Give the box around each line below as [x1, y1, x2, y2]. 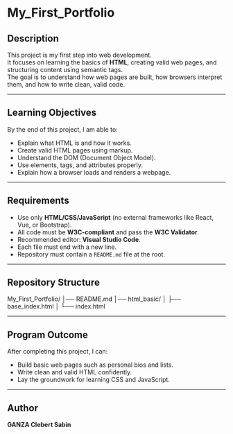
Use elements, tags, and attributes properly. [17, 161, 144, 169]
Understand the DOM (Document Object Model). [17, 153, 156, 162]
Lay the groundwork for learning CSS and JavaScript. [17, 376, 170, 384]
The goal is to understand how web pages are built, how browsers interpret [7, 73, 223, 81]
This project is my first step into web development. [7, 51, 153, 59]
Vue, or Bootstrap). [17, 220, 72, 229]
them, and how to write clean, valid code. [7, 80, 126, 88]
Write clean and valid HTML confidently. [17, 368, 132, 376]
